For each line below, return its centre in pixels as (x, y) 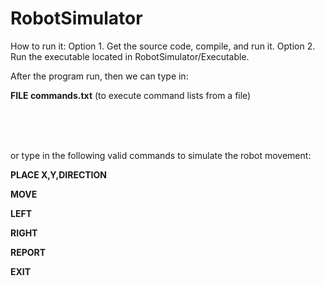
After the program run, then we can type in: (99, 76)
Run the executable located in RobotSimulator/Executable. (130, 56)
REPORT (28, 252)
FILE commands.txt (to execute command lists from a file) (131, 95)
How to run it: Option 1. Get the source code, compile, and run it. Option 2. (163, 46)
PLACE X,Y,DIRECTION (58, 174)
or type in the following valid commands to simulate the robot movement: (161, 155)
